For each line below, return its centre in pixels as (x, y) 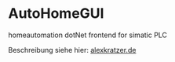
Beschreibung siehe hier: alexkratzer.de (72, 50)
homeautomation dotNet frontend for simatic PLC (87, 35)
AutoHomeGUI (56, 14)
